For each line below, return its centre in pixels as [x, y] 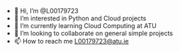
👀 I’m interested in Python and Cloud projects [80, 18]
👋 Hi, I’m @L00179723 [46, 11]
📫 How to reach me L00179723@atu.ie [71, 41]
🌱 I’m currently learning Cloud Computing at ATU [85, 26]
